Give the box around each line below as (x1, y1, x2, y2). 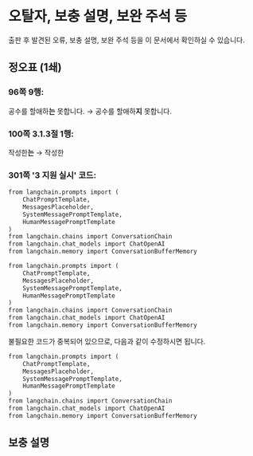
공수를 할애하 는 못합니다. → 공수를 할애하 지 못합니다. (8, 106, 173, 116)
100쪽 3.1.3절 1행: (8, 128, 74, 140)
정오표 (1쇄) (8, 61, 62, 74)
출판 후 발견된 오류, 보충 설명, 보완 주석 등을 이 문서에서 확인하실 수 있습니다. (8, 35, 245, 45)
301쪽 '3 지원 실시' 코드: (8, 169, 97, 180)
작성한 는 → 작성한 (8, 147, 64, 157)
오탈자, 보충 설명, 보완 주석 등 (8, 7, 188, 26)
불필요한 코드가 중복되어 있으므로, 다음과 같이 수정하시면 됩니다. (8, 336, 206, 346)
